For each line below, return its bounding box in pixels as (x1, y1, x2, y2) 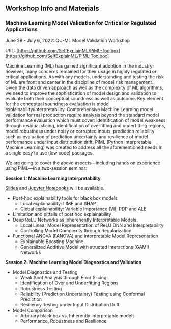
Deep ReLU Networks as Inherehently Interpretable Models (12, 216, 137, 223)
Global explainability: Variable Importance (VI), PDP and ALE (20, 206, 147, 212)
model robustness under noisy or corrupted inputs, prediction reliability (5, 128, 155, 134)
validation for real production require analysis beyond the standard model (5, 112, 159, 118)
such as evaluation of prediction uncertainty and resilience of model (5, 133, 148, 140)
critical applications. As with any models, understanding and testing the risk (5, 74, 164, 80)
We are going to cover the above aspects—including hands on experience (5, 160, 160, 166)
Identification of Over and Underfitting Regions (20, 280, 119, 286)
